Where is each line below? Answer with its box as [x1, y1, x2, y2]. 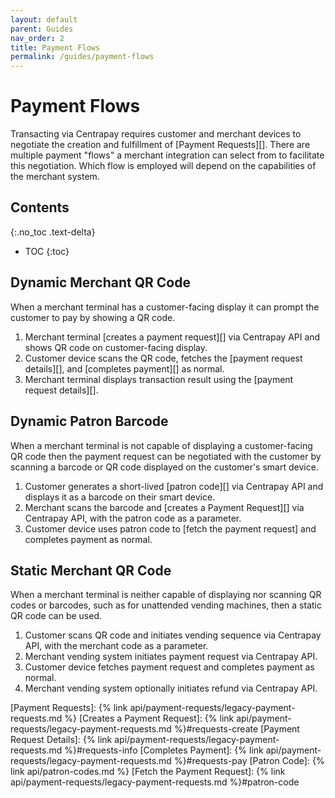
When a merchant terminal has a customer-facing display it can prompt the [10, 301, 320, 313]
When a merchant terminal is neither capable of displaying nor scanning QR [10, 589, 322, 601]
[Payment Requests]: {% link [10, 702, 128, 714]
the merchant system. [10, 171, 100, 183]
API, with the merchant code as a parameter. [24, 640, 209, 652]
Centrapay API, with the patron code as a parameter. [24, 512, 242, 524]
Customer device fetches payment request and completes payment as [24, 661, 315, 673]
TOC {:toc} [24, 245, 70, 257]
